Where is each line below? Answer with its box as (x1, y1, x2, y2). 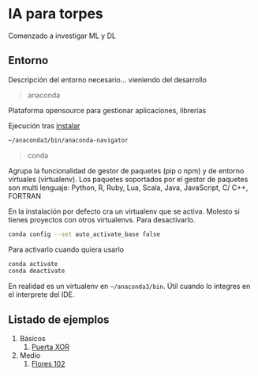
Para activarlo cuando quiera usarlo (8, 245, 125, 254)
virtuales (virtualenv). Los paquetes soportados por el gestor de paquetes (8, 174, 249, 184)
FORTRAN (8, 191, 42, 200)
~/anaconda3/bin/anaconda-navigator (8, 136, 129, 144)
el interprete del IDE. (8, 290, 75, 299)
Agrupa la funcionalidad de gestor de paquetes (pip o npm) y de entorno (8, 165, 245, 175)
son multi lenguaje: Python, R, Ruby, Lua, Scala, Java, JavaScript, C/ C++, (8, 183, 249, 192)
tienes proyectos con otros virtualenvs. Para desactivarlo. (8, 215, 196, 224)
